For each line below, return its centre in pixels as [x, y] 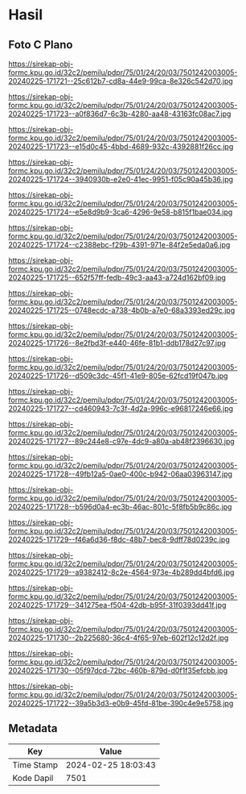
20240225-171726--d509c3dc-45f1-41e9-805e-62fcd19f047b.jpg [118, 376]
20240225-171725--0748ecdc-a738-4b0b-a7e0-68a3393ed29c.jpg [122, 310]
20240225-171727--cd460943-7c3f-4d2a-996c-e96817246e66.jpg [121, 408]
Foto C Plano [41, 45]
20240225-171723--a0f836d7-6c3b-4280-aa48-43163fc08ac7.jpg [120, 114]
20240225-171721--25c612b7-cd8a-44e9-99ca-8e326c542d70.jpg [121, 81]
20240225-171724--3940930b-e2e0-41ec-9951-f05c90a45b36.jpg [121, 179]
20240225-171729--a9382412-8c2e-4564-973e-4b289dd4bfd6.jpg [121, 572]
